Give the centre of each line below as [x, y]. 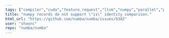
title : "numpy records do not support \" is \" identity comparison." [78, 14]
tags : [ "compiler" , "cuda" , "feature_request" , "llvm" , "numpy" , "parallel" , [83, 10]
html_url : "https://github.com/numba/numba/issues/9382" [66, 19]
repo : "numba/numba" [27, 28]
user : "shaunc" [21, 23]
